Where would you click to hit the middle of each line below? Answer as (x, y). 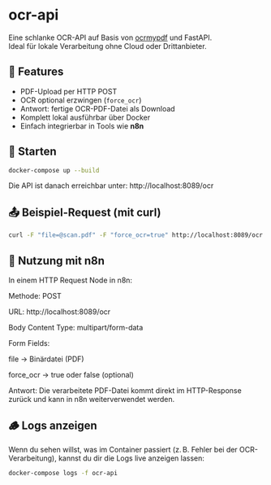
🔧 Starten (32, 152)
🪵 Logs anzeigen (53, 426)
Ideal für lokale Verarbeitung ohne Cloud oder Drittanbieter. (108, 46)
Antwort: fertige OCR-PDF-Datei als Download (98, 108)
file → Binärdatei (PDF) (46, 359)
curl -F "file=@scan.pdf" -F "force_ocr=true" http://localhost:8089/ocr (136, 235)
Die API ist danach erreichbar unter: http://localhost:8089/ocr (111, 186)
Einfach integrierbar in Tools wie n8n (82, 126)
